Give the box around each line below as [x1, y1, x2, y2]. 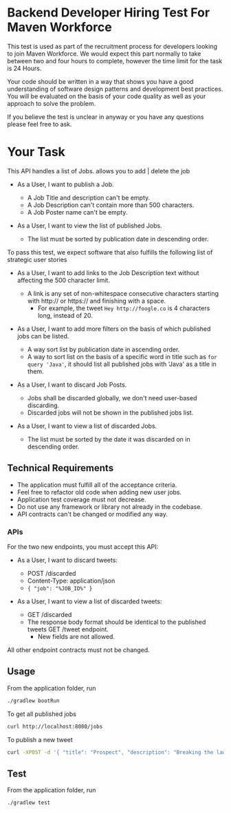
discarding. [27, 401, 60, 409]
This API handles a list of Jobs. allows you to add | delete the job [7, 166, 190, 175]
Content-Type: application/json [27, 576, 115, 585]
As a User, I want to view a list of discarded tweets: [16, 597, 162, 605]
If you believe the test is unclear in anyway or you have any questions [7, 112, 204, 121]
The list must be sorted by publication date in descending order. [27, 235, 209, 243]
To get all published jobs [7, 710, 77, 718]
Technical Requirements [7, 462, 114, 474]
